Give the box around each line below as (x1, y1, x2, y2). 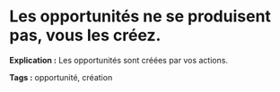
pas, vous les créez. (9, 25, 162, 46)
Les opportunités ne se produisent (9, 6, 272, 27)
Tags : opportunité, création (9, 71, 113, 82)
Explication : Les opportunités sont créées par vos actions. (9, 54, 229, 65)
